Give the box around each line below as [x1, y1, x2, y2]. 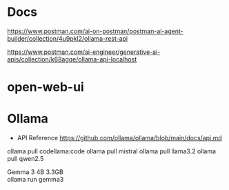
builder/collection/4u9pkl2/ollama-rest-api [7, 34, 128, 42]
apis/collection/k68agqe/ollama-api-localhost [7, 55, 137, 63]
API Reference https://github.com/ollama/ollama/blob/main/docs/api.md [17, 134, 222, 142]
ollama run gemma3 [7, 175, 64, 184]
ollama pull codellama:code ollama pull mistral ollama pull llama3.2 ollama [7, 147, 216, 155]
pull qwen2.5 [7, 155, 44, 163]
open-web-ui [7, 79, 84, 95]
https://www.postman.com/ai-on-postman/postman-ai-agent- [7, 27, 184, 35]
